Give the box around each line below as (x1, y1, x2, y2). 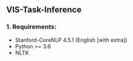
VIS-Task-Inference (6, 5, 82, 15)
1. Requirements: (6, 23, 57, 31)
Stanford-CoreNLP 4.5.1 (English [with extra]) (15, 36, 128, 44)
